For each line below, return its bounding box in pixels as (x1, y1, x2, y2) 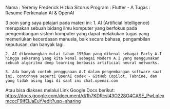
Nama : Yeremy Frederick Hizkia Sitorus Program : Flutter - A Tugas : (5, 5, 150, 10)
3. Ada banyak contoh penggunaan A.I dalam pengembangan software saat (5, 69, 162, 74)
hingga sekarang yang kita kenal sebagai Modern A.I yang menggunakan (5, 56, 160, 61)
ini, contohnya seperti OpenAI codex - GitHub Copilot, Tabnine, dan (5, 74, 158, 79)
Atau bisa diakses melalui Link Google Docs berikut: (5, 87, 115, 93)
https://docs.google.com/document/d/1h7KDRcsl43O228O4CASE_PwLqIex (5, 93, 165, 99)
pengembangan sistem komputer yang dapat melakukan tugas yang (5, 31, 149, 36)
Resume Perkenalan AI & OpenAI (5, 10, 74, 16)
